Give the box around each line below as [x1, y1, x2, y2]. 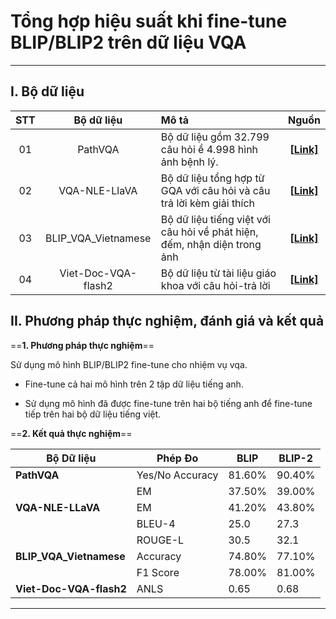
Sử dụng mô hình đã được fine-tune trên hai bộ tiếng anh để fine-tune [24, 397, 313, 409]
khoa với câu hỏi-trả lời [160, 278, 271, 292]
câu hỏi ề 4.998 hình [160, 142, 259, 156]
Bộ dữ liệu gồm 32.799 [160, 130, 270, 144]
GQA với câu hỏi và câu [160, 183, 271, 197]
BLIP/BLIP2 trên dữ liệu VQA [10, 31, 247, 54]
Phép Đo [156, 451, 199, 465]
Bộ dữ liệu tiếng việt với [160, 212, 271, 226]
